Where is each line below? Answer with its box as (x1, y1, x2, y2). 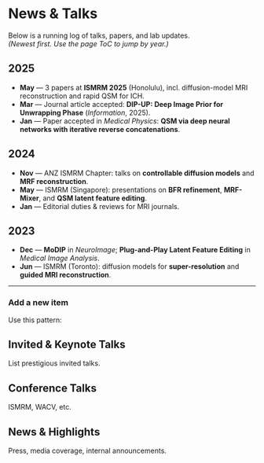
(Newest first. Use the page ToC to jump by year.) (8, 39, 169, 48)
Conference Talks (8, 381, 97, 395)
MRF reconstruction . (19, 176, 89, 186)
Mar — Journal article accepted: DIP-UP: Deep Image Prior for (19, 99, 224, 108)
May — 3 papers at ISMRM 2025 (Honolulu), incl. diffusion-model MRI (19, 83, 248, 92)
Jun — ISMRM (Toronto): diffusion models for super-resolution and (19, 262, 240, 271)
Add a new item (8, 297, 69, 308)
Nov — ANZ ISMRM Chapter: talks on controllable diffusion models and (19, 168, 255, 178)
